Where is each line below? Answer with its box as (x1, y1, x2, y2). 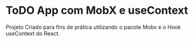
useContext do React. (5, 29, 60, 37)
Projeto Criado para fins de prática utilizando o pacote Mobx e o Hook (5, 23, 181, 31)
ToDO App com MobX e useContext (5, 4, 189, 17)
